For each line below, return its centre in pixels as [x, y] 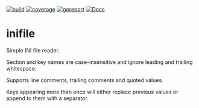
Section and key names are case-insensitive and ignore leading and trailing [99, 62]
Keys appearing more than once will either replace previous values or [92, 92]
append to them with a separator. [47, 98]
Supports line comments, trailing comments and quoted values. [85, 80]
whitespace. [21, 68]
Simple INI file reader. [33, 50]
